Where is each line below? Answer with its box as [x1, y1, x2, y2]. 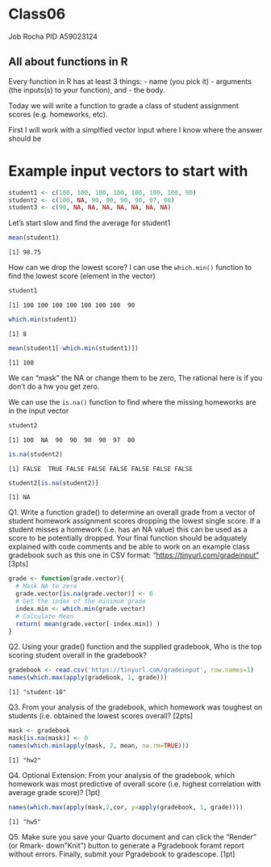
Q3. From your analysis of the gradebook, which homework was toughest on [8, 702, 263, 712]
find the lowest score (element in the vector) [8, 271, 156, 281]
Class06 [8, 5, 66, 23]
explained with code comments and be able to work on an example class [8, 542, 250, 552]
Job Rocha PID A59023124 [8, 32, 98, 41]
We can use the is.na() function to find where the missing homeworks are [8, 397, 256, 406]
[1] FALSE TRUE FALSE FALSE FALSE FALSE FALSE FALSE [8, 465, 194, 473]
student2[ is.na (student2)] [8, 478, 99, 487]
